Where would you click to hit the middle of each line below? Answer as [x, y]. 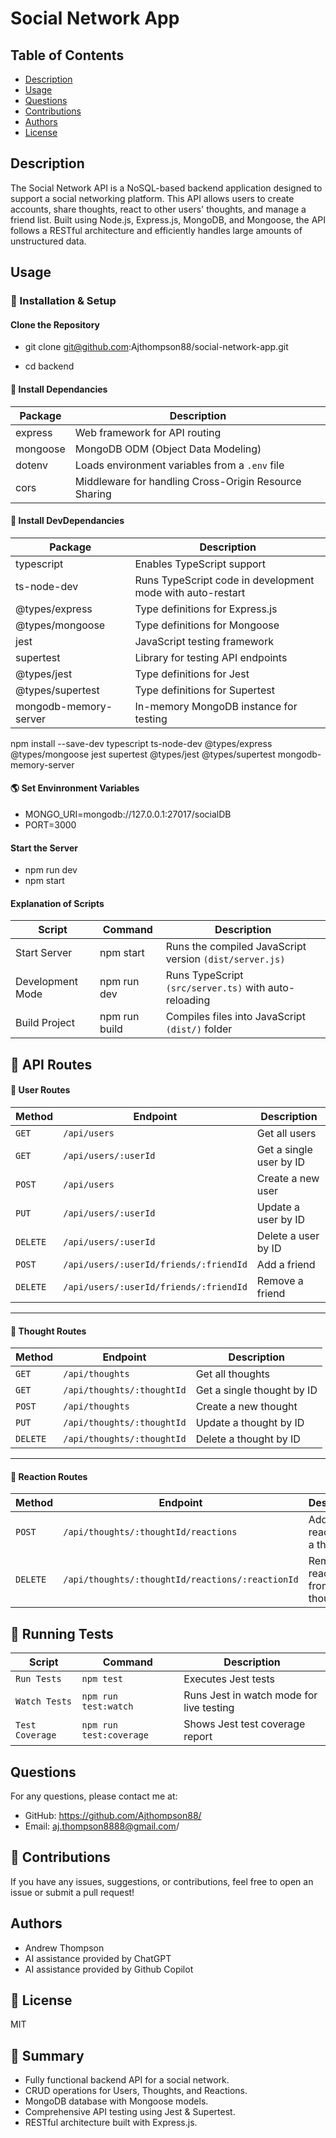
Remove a [280, 1280]
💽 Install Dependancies [59, 389]
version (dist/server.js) [225, 959]
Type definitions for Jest [192, 674]
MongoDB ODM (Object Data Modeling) [168, 449]
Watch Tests [44, 1701]
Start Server [44, 953]
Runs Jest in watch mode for [250, 1695]
